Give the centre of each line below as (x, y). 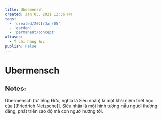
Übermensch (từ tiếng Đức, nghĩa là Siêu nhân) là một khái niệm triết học (79, 100)
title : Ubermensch (24, 10)
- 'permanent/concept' (33, 32)
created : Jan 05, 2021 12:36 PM (38, 14)
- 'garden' (21, 28)
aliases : (14, 37)
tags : (11, 19)
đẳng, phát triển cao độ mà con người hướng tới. (54, 111)
